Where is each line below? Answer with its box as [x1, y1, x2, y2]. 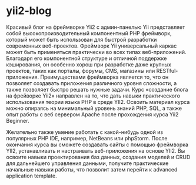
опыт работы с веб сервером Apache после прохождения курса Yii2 [6, 110, 179, 118]
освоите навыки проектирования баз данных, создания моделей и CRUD [6, 153, 191, 160]
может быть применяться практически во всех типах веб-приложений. [6, 48, 187, 55]
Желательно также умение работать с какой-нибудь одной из [6, 128, 163, 136]
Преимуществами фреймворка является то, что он [40, 73, 169, 80]
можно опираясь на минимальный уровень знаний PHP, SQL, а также [6, 105, 182, 112]
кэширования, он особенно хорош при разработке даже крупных [6, 60, 172, 68]
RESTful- [156, 67, 178, 74]
